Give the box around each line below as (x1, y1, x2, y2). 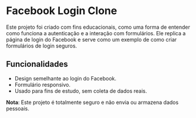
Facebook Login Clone (6, 4, 117, 18)
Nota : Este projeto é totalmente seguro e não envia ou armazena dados (6, 99, 179, 106)
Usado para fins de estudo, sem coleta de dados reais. (14, 87, 147, 95)
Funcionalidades (6, 59, 69, 69)
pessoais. (6, 104, 29, 112)
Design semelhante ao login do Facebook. (14, 75, 117, 82)
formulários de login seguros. (6, 42, 77, 49)
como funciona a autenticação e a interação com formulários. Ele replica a (6, 29, 186, 36)
